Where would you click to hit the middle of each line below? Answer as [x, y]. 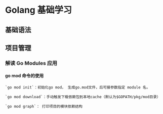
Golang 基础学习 [39, 10]
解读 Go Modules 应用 [31, 63]
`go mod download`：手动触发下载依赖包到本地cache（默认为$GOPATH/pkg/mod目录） [83, 97]
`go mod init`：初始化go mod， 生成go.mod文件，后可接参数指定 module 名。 [78, 87]
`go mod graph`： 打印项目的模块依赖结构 [44, 107]
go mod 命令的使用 [24, 76]
